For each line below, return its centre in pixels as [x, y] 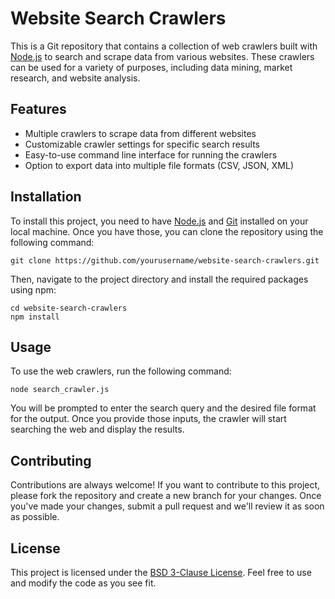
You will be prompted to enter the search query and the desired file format [163, 408]
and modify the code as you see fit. [83, 583]
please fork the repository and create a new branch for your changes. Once [166, 496]
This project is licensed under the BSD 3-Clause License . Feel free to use [161, 572]
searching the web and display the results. [97, 429]
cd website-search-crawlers [69, 308]
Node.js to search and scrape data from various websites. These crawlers [162, 56]
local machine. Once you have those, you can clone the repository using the [167, 231]
